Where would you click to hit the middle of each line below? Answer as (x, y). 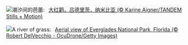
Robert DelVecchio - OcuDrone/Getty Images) (62, 36)
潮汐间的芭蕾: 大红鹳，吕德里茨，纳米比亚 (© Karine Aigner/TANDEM (97, 10)
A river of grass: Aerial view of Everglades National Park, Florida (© (95, 30)
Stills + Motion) (24, 16)
